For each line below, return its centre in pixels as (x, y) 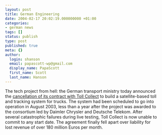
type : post (16, 41)
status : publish (21, 37)
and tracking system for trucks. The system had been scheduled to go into (80, 101)
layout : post (18, 9)
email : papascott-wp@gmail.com (41, 64)
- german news (19, 28)
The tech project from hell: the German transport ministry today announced (80, 91)
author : (13, 55)
